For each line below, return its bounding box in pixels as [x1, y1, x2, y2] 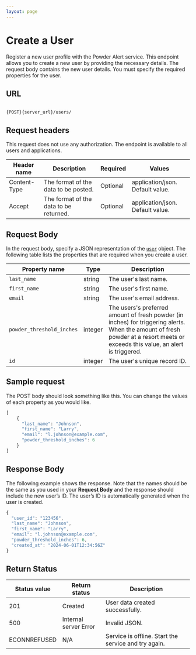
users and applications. [6, 147, 62, 154]
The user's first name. [108, 284, 169, 293]
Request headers [6, 125, 70, 135]
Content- [9, 178, 35, 186]
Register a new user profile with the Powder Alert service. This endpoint [6, 53, 179, 60]
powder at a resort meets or [108, 333, 185, 341]
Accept [9, 203, 29, 211]
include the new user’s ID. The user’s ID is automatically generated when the [6, 492, 190, 499]
